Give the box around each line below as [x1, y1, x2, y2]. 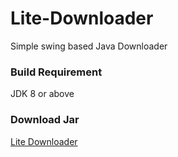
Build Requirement [10, 65, 103, 79]
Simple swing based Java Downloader [10, 40, 168, 52]
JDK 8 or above [10, 88, 75, 100]
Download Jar [10, 113, 80, 127]
